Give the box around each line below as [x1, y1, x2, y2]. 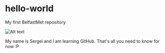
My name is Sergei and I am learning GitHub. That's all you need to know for [5, 38, 160, 44]
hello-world [5, 3, 54, 14]
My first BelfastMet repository [5, 19, 66, 25]
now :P [5, 43, 19, 49]
